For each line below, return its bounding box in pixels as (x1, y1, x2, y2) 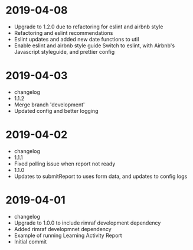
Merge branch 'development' (14, 101, 85, 108)
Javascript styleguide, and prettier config (14, 48, 115, 55)
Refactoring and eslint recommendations (14, 29, 113, 36)
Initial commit (14, 238, 47, 245)
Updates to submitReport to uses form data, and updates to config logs (14, 173, 188, 180)
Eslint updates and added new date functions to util (14, 35, 139, 43)
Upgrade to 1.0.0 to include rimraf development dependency (14, 219, 161, 226)
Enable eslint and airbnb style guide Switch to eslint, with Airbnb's (14, 42, 175, 49)
